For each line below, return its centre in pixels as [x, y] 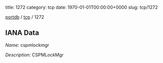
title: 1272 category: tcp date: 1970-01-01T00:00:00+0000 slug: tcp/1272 [81, 7]
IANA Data [22, 33]
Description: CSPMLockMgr [34, 54]
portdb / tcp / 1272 [25, 17]
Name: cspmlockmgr [27, 45]
